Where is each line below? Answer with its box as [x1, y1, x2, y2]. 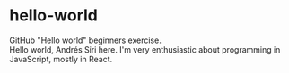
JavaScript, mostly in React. [9, 53, 113, 64]
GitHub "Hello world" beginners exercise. [9, 35, 162, 45]
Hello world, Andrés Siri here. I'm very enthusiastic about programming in [9, 44, 281, 54]
